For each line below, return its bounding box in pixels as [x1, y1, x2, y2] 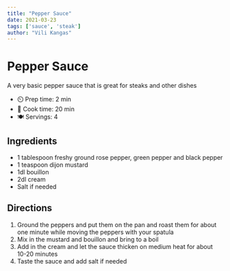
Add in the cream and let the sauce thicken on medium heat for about [16, 242, 214, 250]
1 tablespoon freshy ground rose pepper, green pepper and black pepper [16, 154, 223, 161]
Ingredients [7, 135, 57, 147]
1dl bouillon [16, 168, 49, 176]
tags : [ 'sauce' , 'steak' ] [7, 23, 81, 30]
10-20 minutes [16, 250, 58, 258]
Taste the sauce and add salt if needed [16, 257, 127, 265]
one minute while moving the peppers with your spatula [16, 228, 175, 236]
